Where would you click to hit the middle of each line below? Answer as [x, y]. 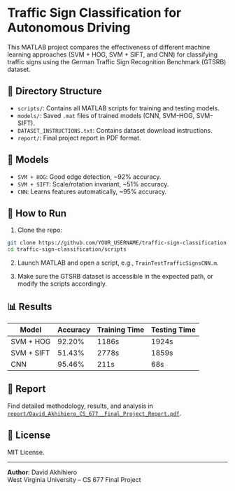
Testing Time [173, 330]
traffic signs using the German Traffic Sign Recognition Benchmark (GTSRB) [117, 61]
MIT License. [26, 452]
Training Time [121, 330]
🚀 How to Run [37, 213]
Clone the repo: [40, 230]
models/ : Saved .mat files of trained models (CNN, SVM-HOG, [106, 115]
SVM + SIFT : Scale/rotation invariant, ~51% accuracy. [93, 184]
